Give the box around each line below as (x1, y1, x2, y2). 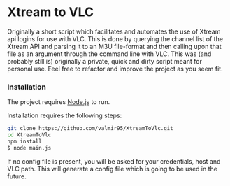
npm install (7, 138, 42, 145)
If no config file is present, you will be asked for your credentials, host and (7, 157, 221, 165)
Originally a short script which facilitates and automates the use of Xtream (7, 27, 221, 36)
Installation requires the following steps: (7, 111, 122, 120)
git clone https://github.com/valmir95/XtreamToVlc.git (7, 125, 173, 132)
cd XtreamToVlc (7, 131, 52, 138)
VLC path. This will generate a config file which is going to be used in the (7, 164, 218, 173)
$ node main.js (7, 144, 52, 151)
